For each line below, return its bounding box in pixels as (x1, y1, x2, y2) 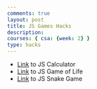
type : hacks (7, 41, 41, 48)
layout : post (7, 16, 44, 23)
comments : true (7, 10, 51, 17)
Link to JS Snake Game (16, 75, 83, 82)
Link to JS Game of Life (16, 67, 83, 75)
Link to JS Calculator (16, 60, 76, 68)
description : (7, 29, 44, 36)
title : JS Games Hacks (7, 22, 72, 29)
